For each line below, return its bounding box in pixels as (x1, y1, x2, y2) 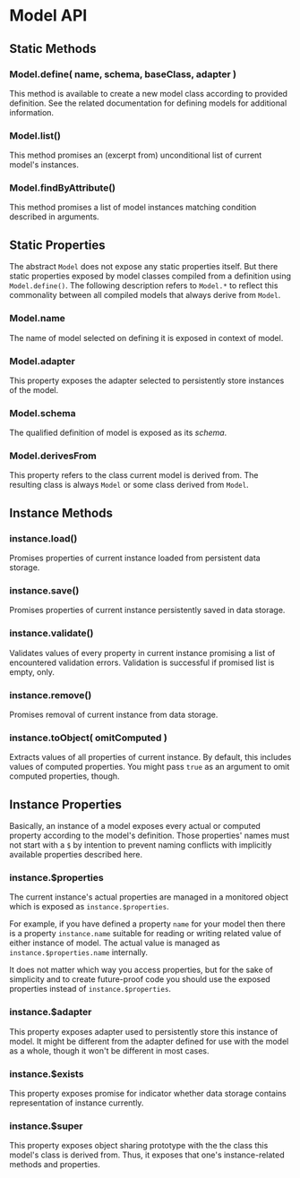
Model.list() (9, 129, 61, 141)
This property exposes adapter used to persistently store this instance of (9, 1026, 279, 1037)
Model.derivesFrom (9, 449, 97, 462)
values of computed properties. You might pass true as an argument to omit (9, 762, 290, 773)
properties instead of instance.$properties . (9, 984, 172, 994)
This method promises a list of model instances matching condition (9, 202, 257, 213)
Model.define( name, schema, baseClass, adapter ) (9, 68, 237, 81)
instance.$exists (9, 1067, 84, 1080)
